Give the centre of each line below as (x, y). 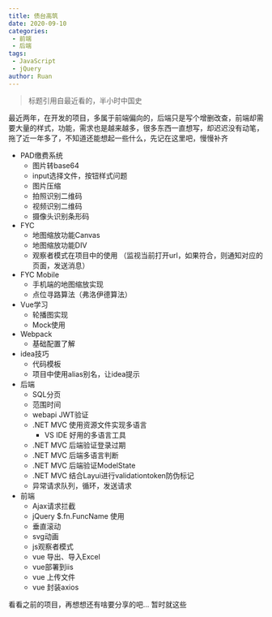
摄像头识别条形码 (61, 216)
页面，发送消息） (61, 265)
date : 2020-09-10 (38, 24)
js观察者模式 (53, 546)
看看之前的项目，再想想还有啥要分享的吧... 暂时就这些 (98, 604)
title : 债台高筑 (33, 16)
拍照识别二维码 (57, 196)
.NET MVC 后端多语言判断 (75, 455)
